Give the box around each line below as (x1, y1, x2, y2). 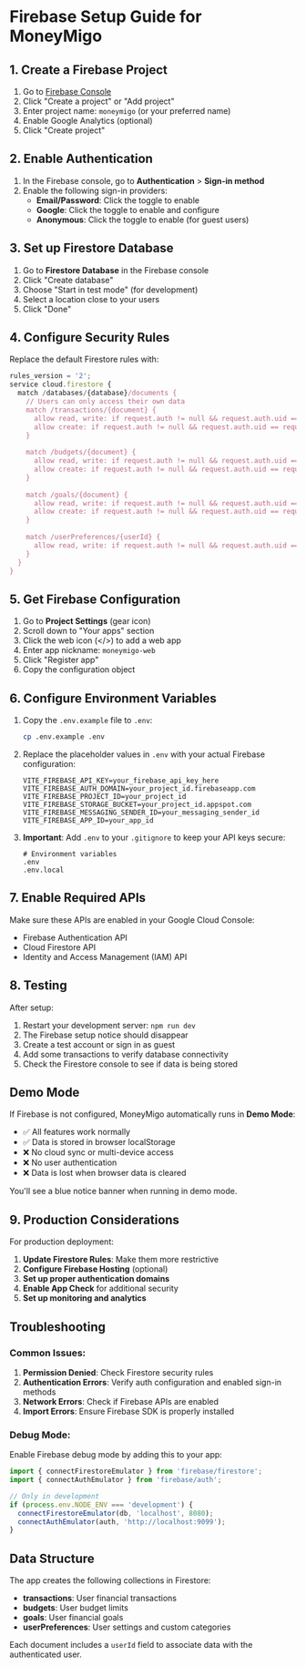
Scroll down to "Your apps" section (22, 626, 155, 637)
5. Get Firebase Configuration (9, 591, 181, 607)
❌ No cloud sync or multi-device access (22, 1147, 175, 1158)
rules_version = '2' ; (9, 372, 92, 381)
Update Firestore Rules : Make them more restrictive (22, 1254, 219, 1265)
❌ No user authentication (22, 1157, 117, 1168)
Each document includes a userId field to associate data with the (9, 1640, 253, 1651)
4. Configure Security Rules (9, 330, 170, 345)
